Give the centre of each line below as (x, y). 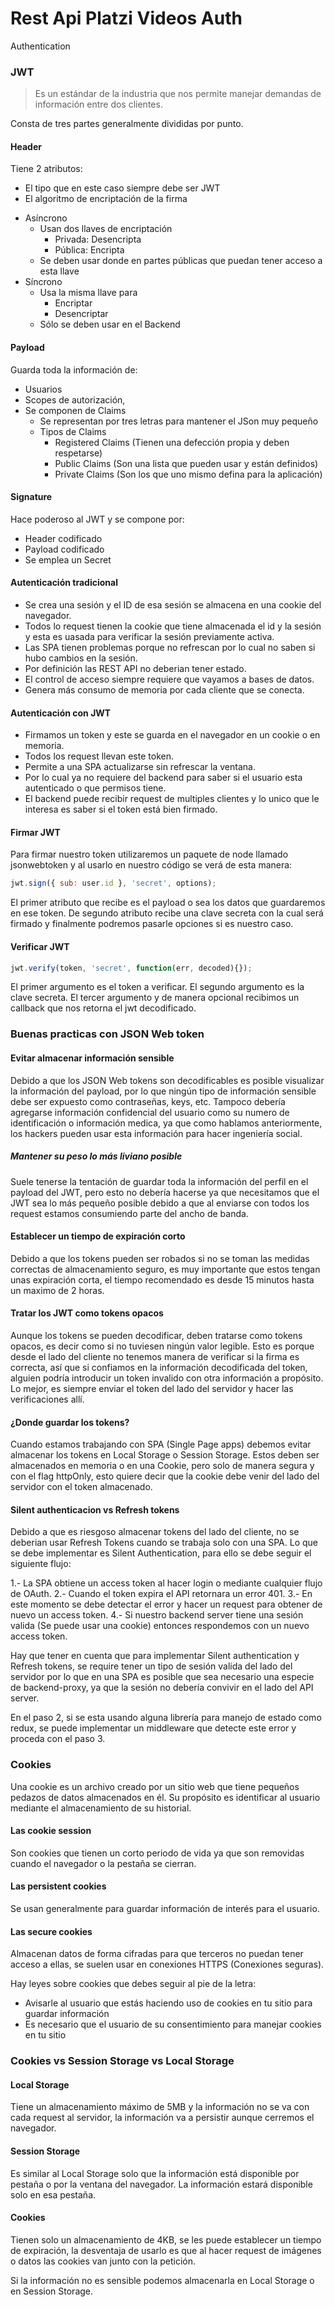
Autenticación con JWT (61, 713)
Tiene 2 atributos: (46, 169)
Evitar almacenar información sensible (92, 1058)
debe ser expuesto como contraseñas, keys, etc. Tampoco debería (148, 1101)
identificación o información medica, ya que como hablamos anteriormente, (166, 1123)
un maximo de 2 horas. (57, 1290)
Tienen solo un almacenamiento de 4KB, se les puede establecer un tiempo (166, 2239)
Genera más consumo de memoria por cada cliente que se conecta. (164, 690)
